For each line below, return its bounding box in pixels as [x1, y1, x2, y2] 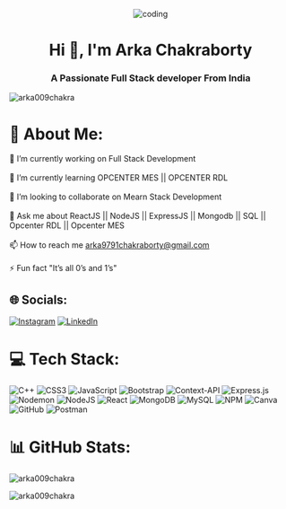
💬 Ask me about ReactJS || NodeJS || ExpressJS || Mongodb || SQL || [9, 211, 266, 222]
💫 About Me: [9, 124, 104, 144]
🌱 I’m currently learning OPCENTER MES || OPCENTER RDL [9, 172, 229, 183]
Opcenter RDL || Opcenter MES [9, 220, 126, 231]
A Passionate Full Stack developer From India [50, 72, 251, 84]
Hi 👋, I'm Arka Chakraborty [48, 40, 253, 60]
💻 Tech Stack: [9, 349, 120, 370]
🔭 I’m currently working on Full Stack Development [9, 154, 196, 164]
